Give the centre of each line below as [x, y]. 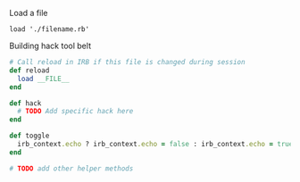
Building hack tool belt [50, 45]
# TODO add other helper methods [71, 169]
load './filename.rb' [50, 29]
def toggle [29, 136]
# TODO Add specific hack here [75, 112]
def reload [29, 70]
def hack [25, 103]
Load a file [29, 13]
